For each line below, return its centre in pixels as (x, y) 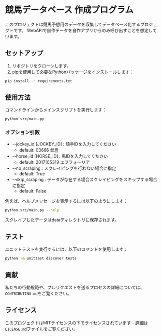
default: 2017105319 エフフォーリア (55, 162)
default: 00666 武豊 (39, 150)
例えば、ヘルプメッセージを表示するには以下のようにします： (66, 201)
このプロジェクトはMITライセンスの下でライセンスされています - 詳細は (77, 322)
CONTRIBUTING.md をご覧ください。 (38, 293)
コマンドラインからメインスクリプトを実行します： (56, 110)
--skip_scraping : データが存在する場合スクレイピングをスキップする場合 (85, 179)
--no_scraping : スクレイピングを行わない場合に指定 (64, 168)
